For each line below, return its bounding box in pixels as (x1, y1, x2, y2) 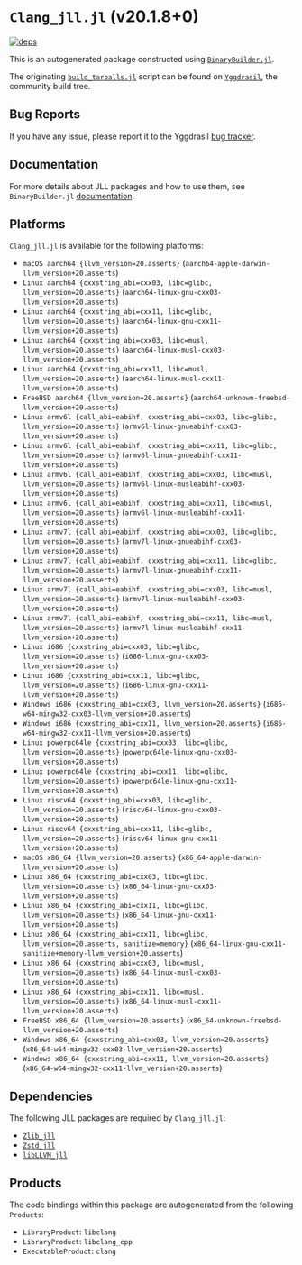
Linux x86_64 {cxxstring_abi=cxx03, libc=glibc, (22, 873, 209, 882)
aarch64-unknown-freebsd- (193, 394, 291, 403)
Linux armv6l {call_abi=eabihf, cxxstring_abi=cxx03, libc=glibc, (22, 413, 278, 422)
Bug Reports (9, 106, 81, 123)
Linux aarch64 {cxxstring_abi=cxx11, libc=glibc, (22, 307, 214, 316)
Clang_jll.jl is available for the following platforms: (9, 241, 205, 252)
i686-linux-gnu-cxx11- (124, 681, 210, 691)
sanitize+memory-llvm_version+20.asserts (22, 949, 180, 958)
